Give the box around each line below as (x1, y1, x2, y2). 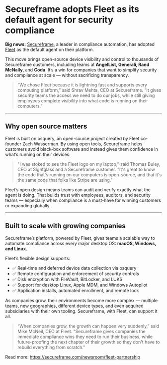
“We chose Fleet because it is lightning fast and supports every (17, 81, 148, 88)
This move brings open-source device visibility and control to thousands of (5, 56, 159, 62)
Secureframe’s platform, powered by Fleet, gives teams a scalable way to (5, 235, 155, 241)
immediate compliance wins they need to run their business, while (17, 334, 153, 340)
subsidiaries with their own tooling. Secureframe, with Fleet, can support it (5, 308, 158, 314)
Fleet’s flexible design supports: (5, 255, 71, 261)
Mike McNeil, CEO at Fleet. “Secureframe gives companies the (17, 328, 146, 334)
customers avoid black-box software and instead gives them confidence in (5, 146, 158, 152)
